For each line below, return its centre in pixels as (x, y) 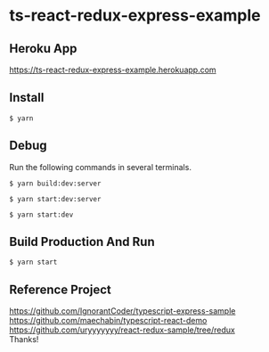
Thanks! (24, 340)
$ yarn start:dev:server (55, 199)
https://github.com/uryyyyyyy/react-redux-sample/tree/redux (122, 330)
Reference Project (60, 289)
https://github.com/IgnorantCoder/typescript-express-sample (122, 311)
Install (27, 98)
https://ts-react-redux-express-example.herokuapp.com (113, 70)
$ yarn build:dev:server (55, 184)
